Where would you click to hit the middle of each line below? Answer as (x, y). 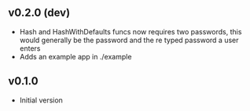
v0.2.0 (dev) (39, 13)
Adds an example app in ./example (75, 56)
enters (30, 48)
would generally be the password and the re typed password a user (129, 40)
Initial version (41, 100)
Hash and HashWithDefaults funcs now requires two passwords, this (131, 31)
